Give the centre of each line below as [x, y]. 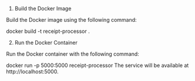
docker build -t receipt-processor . [48, 31]
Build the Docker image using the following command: [71, 20]
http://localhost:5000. [32, 72]
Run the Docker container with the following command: [73, 54]
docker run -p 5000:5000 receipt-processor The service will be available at [97, 65]
